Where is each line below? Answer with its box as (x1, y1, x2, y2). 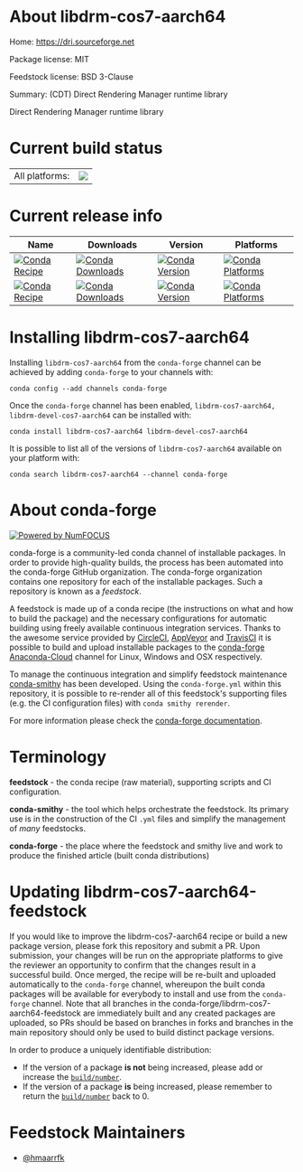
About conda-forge (9, 500, 157, 520)
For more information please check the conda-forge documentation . (9, 715, 263, 726)
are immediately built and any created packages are (82, 1008, 276, 1018)
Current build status (9, 138, 163, 159)
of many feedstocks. (9, 822, 87, 833)
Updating (9, 881, 81, 902)
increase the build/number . (22, 1071, 123, 1082)
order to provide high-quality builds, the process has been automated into (9, 557, 284, 567)
